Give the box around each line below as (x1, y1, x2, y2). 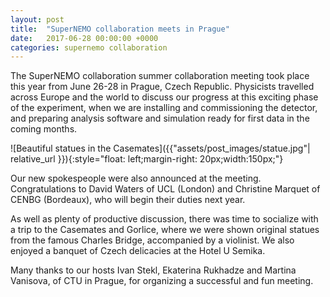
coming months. (10, 123, 78, 135)
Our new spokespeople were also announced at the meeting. (10, 172, 262, 185)
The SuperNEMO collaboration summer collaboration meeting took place (10, 70, 310, 82)
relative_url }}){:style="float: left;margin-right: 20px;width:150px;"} (10, 153, 284, 165)
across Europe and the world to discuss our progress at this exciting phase (10, 91, 319, 103)
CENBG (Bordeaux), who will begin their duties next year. (10, 194, 246, 206)
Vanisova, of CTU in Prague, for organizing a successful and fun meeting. (10, 275, 314, 287)
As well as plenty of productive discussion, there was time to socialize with (10, 213, 319, 225)
